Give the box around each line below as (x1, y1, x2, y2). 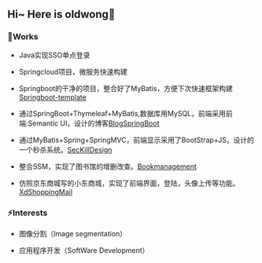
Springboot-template (18, 92, 87, 102)
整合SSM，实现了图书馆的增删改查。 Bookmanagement (18, 162, 197, 171)
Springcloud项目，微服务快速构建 (18, 67, 127, 76)
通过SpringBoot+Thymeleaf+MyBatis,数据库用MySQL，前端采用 (18, 108, 226, 118)
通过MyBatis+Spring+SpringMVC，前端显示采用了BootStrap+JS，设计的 (18, 135, 255, 144)
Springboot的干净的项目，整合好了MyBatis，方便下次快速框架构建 (18, 83, 233, 93)
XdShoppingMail (18, 187, 72, 196)
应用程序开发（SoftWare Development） (18, 245, 149, 255)
